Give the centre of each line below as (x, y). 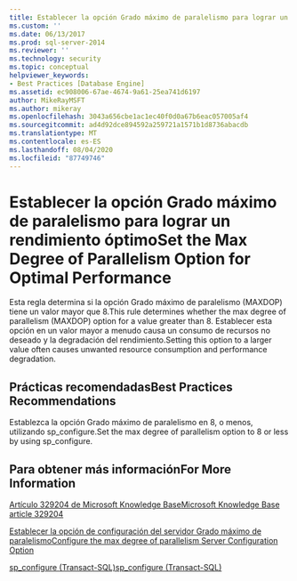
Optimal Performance (90, 278)
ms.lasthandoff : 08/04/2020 (61, 149)
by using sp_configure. (51, 441)
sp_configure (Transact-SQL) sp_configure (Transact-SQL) (116, 568)
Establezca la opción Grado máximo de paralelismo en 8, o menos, (131, 423)
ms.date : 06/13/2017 (48, 34)
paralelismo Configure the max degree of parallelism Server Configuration (144, 541)
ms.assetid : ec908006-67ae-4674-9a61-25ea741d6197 (105, 92)
